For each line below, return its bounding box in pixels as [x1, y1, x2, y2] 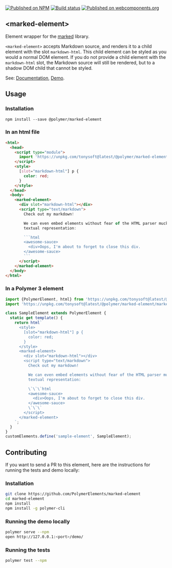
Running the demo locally [5, 518, 70, 525]
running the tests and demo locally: [5, 467, 80, 473]
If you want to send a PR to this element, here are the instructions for [5, 461, 150, 468]
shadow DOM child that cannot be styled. [5, 65, 93, 71]
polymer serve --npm [5, 530, 50, 535]
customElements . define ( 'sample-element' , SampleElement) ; [5, 434, 132, 439]
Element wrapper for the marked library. [5, 33, 90, 39]
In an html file [5, 129, 40, 136]
